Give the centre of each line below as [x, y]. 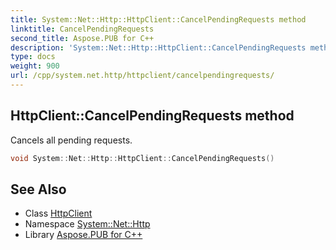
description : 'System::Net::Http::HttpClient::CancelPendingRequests [158, 47]
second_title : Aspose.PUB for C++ [82, 38]
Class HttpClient [58, 213]
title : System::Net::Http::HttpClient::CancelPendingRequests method [158, 19]
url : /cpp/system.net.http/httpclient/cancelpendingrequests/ [142, 76]
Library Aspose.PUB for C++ [83, 235]
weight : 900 [35, 66]
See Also [38, 189]
